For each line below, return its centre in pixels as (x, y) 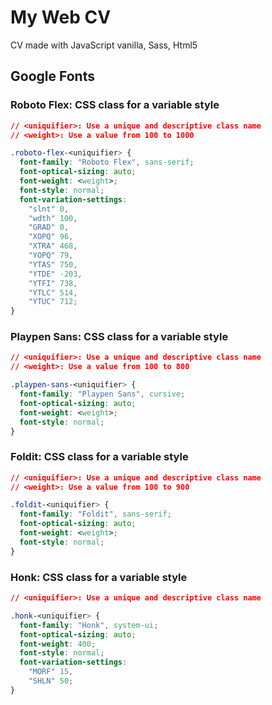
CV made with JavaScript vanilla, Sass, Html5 (104, 45)
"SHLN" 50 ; (51, 681)
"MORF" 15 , (51, 672)
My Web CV (61, 17)
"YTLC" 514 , (53, 292)
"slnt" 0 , (49, 209)
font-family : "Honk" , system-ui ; (89, 625)
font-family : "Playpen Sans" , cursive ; (102, 394)
